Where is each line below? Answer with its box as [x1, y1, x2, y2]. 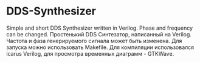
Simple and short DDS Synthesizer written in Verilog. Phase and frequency [6, 24, 193, 31]
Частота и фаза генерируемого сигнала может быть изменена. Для [6, 37, 182, 44]
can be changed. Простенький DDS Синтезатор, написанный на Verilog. [6, 30, 191, 38]
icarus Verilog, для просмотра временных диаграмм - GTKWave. [6, 50, 174, 57]
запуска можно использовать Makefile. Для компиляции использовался [6, 44, 195, 51]
